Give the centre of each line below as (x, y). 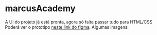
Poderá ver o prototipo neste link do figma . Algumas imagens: (67, 27)
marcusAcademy (40, 9)
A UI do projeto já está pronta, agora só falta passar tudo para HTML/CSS (79, 22)
